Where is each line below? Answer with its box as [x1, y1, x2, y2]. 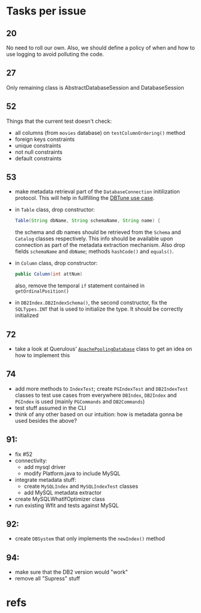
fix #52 [14, 450, 33, 458]
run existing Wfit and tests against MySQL [14, 502, 119, 509]
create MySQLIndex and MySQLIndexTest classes [23, 482, 139, 490]
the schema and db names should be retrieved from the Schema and [14, 229, 181, 236]
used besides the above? [14, 417, 77, 424]
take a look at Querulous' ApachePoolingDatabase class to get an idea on [14, 345, 193, 352]
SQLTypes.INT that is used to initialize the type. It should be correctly [14, 305, 183, 313]
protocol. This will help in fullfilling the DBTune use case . [14, 194, 155, 202]
